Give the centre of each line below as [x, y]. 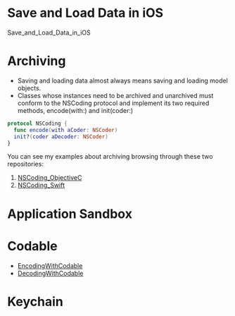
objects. [29, 88]
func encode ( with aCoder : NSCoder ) [66, 130]
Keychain [35, 302]
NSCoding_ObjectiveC [50, 178]
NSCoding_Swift [41, 186]
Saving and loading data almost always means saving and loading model [123, 80]
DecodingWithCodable [50, 273]
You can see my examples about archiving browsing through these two [110, 157]
